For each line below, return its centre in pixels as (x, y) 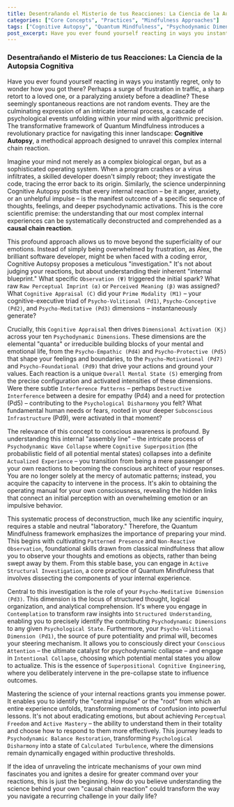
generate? (22, 315)
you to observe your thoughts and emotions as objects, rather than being (112, 556)
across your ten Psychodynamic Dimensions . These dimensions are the (107, 336)
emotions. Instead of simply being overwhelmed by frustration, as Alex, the (115, 249)
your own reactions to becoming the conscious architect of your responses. (116, 468)
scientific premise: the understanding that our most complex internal (106, 213)
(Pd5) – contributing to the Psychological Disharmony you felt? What (104, 403)
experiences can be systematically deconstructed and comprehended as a (114, 221)
